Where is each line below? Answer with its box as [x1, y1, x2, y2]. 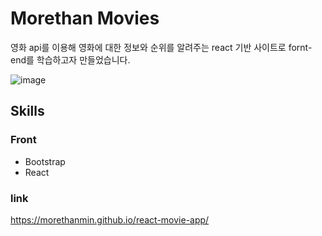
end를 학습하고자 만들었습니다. [10, 53, 131, 66]
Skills [10, 103, 45, 120]
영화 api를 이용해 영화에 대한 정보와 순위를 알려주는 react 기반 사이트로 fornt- [10, 41, 313, 53]
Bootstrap [24, 155, 66, 167]
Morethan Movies [10, 7, 160, 30]
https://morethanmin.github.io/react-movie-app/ [10, 213, 210, 226]
